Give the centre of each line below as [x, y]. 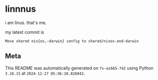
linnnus [21, 9]
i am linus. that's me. [26, 23]
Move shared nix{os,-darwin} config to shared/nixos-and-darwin [72, 41]
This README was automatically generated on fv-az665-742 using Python [79, 68]
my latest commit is [25, 32]
